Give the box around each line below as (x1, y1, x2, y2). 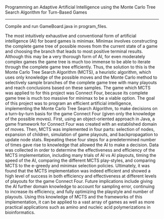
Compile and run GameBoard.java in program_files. (5, 23, 107, 29)
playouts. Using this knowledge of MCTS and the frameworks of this (5, 194, 143, 199)
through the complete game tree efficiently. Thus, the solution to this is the (5, 64, 155, 70)
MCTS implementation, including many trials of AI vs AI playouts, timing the (5, 153, 157, 158)
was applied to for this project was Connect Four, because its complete (5, 90, 148, 96)
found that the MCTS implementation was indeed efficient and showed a (5, 168, 151, 174)
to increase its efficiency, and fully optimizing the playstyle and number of (5, 189, 154, 195)
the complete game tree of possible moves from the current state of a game (5, 44, 158, 49)
